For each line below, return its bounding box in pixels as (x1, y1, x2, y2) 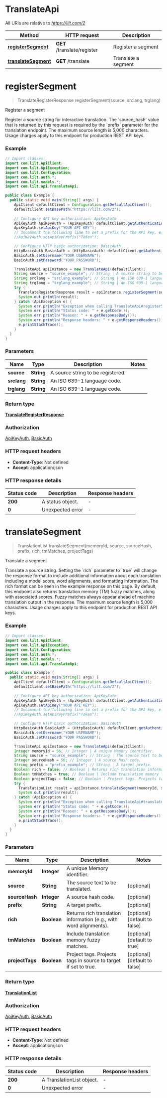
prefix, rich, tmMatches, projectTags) (17, 548, 93, 554)
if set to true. (66, 963, 96, 970)
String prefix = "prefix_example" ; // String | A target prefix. (14, 763, 153, 768)
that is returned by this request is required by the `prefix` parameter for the (5, 122, 158, 128)
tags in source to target (66, 957, 121, 964)
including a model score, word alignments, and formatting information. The (5, 578, 159, 584)
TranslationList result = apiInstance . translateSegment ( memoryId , (18, 785, 159, 790)
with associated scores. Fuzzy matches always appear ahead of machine (5, 594, 155, 600)
